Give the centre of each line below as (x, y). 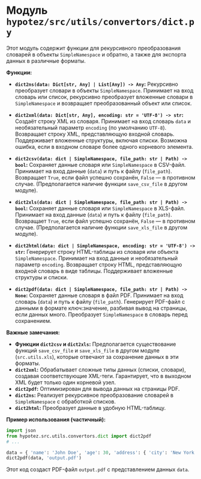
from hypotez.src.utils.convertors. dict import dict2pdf (79, 436)
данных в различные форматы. (46, 61)
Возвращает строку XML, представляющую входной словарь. (95, 134)
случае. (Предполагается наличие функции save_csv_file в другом (101, 184)
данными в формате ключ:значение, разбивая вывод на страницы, (101, 308)
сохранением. (33, 321)
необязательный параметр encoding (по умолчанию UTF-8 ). (91, 127)
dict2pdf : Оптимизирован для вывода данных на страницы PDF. (97, 388)
